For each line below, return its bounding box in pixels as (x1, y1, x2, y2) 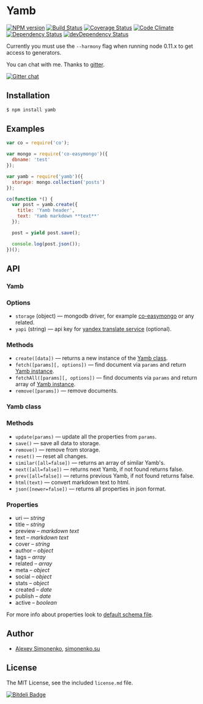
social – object (15, 573, 52, 580)
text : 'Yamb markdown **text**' (17, 213, 100, 220)
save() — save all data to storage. (15, 439, 101, 446)
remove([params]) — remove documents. (15, 387, 118, 394)
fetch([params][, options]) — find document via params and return (15, 361, 186, 369)
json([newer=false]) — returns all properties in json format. (15, 485, 166, 492)
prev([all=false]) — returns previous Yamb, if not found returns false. (15, 472, 194, 479)
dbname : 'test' (12, 157, 51, 163)
